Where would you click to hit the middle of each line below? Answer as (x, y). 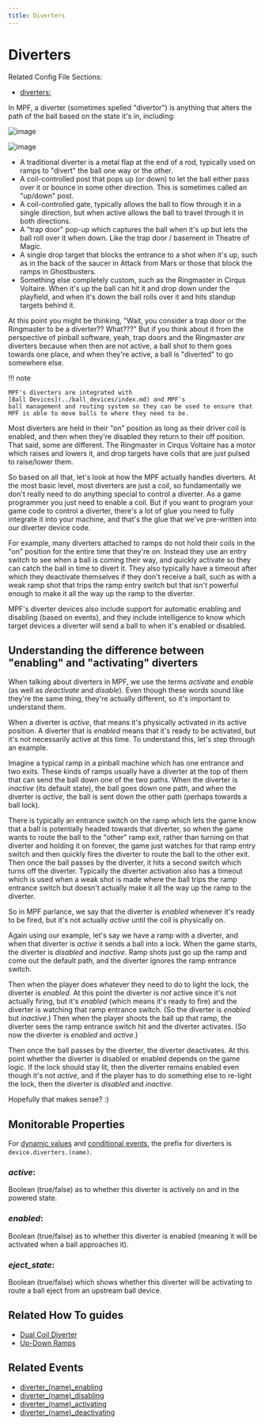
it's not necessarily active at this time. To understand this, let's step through (132, 739)
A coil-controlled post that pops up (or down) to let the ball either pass (134, 178)
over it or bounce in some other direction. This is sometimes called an (133, 187)
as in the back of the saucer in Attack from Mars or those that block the (136, 263)
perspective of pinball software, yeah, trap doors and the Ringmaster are (127, 337)
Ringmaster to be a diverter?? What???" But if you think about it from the (126, 329)
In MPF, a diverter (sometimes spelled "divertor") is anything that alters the (130, 107)
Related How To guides (66, 1315)
